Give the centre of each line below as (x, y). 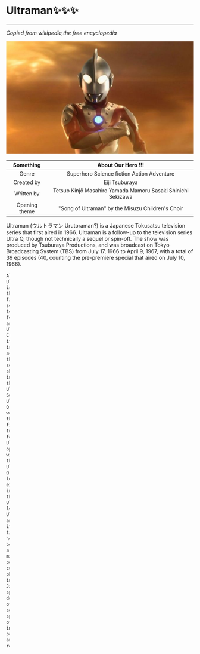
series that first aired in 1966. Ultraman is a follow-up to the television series (99, 232)
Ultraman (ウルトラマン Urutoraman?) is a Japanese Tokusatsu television (96, 225)
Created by (27, 182)
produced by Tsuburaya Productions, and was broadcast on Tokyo (88, 245)
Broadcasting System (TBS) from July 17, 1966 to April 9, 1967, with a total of (100, 251)
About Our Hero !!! (121, 165)
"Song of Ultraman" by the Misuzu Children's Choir (121, 208)
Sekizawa (121, 196)
